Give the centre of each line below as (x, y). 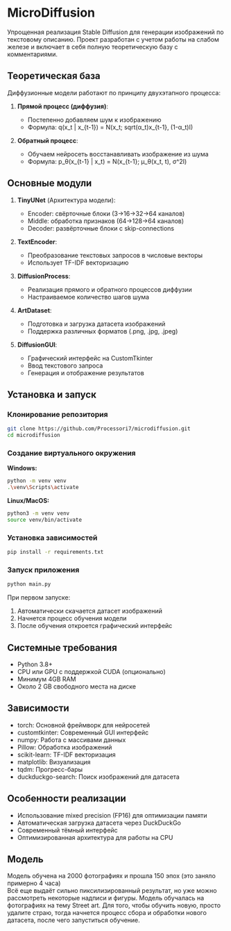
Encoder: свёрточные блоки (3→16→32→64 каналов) (106, 213)
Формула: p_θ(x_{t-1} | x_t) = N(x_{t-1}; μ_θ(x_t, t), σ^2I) (107, 161)
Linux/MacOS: (28, 501)
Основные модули (50, 183)
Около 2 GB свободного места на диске (77, 686)
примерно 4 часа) (34, 883)
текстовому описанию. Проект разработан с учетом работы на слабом (113, 39)
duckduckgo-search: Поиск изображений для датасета (99, 777)
